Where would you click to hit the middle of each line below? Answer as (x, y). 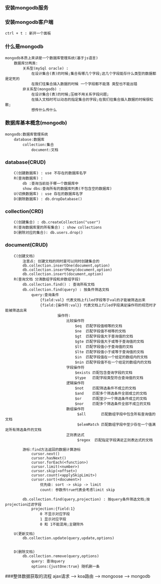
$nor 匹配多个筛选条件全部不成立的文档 (113, 404)
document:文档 (45, 150)
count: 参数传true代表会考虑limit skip (78, 490)
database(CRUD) (26, 162)
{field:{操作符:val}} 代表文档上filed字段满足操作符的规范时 (96, 305)
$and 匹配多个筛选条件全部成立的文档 (111, 393)
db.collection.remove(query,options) (61, 556)
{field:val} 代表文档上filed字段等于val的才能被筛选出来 (92, 300)
